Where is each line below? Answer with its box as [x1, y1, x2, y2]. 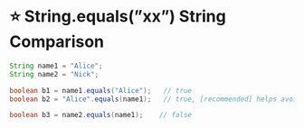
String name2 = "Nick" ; [9, 69, 100, 78]
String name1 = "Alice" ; [9, 61, 103, 70]
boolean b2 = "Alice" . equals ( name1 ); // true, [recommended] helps [9, 95, 278, 104]
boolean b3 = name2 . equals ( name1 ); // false [9, 111, 193, 120]
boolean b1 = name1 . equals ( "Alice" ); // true [9, 86, 193, 95]
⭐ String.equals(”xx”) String [9, 6, 226, 27]
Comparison [9, 32, 105, 52]
